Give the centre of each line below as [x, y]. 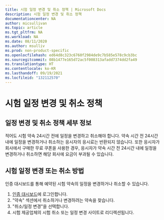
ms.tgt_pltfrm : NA [24, 32]
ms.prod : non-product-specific [37, 50]
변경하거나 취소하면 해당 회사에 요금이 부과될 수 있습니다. [59, 154]
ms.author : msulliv [25, 46]
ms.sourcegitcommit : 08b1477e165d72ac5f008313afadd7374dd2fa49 [71, 60]
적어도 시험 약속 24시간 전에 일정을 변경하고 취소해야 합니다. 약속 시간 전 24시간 [82, 135]
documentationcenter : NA [30, 19]
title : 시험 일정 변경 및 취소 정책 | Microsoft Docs [55, 10]
